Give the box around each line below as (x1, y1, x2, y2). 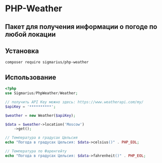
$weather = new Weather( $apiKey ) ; (5, 113, 76, 118)
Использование (5, 73, 56, 81)
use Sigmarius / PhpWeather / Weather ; (5, 91, 78, 96)
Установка (5, 47, 39, 55)
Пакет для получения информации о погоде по (5, 23, 158, 31)
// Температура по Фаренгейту (5, 149, 67, 154)
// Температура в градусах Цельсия (5, 136, 78, 140)
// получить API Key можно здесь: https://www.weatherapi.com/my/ (5, 99, 144, 105)
